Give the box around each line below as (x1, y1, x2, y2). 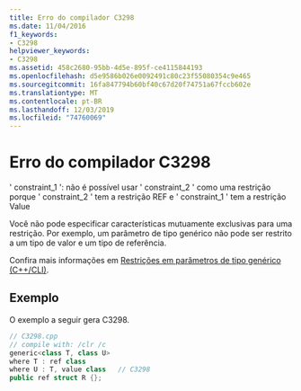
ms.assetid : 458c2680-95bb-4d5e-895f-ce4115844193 (9, 64, 203, 73)
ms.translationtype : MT (9, 88, 99, 97)
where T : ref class (9, 357, 87, 366)
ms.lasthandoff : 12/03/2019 (9, 105, 115, 114)
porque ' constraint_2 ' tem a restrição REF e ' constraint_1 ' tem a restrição (9, 191, 287, 202)
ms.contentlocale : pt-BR (9, 96, 102, 106)
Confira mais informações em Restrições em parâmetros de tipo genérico (9, 255, 281, 266)
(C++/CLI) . (9, 264, 49, 275)
